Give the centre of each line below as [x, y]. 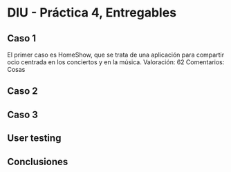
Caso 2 [22, 91]
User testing [34, 138]
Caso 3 [22, 114]
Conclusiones [38, 161]
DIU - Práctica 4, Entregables [92, 13]
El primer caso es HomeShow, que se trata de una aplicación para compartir [116, 55]
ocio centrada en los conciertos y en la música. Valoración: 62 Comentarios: [116, 62]
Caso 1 [22, 38]
